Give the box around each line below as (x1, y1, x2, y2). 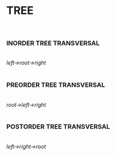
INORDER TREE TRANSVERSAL (6, 39, 100, 47)
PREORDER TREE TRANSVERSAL (6, 81, 106, 89)
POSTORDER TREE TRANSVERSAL (6, 123, 111, 131)
